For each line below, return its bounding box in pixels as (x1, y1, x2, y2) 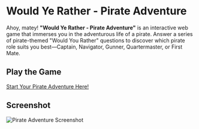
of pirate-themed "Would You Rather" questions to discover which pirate (6, 37, 185, 44)
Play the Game (6, 67, 62, 77)
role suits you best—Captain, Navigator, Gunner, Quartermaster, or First (6, 43, 183, 50)
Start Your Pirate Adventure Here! (6, 83, 89, 90)
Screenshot (6, 100, 51, 110)
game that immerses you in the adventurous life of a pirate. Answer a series (6, 30, 193, 37)
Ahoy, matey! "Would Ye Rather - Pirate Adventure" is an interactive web (6, 24, 189, 31)
